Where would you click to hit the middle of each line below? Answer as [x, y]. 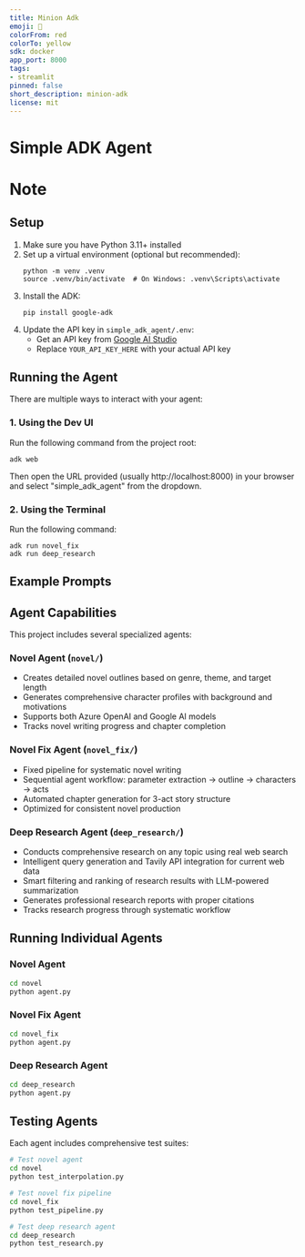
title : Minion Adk [44, 18]
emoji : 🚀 [26, 26]
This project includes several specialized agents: [101, 634]
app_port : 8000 [38, 60]
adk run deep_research [52, 553]
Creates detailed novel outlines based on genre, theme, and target [147, 678]
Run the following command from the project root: [103, 442]
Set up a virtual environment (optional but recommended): [132, 254]
